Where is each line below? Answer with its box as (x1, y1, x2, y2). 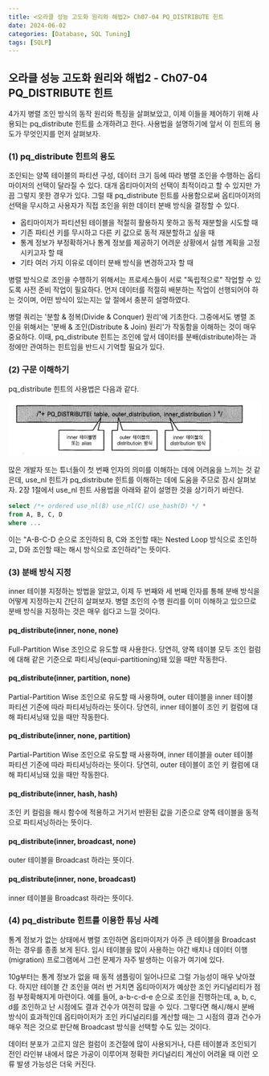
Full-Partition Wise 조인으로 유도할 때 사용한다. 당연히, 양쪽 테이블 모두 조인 (8, 644, 247, 654)
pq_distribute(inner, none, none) (8, 625, 119, 635)
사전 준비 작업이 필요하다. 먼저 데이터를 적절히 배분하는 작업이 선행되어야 (22, 285, 251, 294)
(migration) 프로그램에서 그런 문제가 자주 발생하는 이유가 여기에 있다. (8, 955, 225, 964)
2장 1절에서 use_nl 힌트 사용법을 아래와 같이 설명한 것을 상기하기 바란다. (18, 485, 244, 495)
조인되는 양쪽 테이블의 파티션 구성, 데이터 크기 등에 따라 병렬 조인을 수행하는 (8, 171, 247, 181)
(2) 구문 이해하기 (8, 364, 70, 376)
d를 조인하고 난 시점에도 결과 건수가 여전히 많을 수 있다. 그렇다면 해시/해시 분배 (8, 1001, 255, 1011)
